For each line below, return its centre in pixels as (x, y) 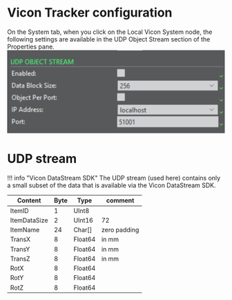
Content (29, 200)
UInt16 (83, 220)
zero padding (120, 230)
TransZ (20, 259)
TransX (20, 239)
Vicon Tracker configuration (90, 13)
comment (120, 200)
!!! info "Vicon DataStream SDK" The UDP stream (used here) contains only (114, 178)
